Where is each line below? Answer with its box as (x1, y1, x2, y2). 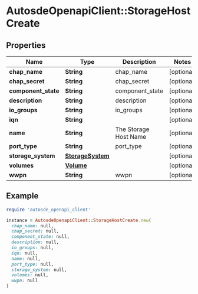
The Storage (115, 125, 150, 133)
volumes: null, (11, 272, 49, 278)
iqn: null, (11, 250, 38, 256)
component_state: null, (11, 234, 70, 240)
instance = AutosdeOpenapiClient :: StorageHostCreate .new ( (6, 217, 151, 223)
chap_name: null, (11, 223, 54, 228)
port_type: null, (11, 261, 54, 267)
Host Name (115, 133, 147, 141)
